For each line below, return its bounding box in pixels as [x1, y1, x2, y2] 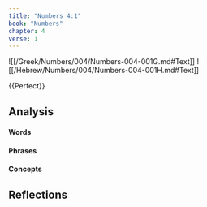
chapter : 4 [8, 27, 45, 35]
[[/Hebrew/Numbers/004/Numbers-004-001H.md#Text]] [8, 66, 200, 75]
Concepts [8, 164, 42, 175]
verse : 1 [8, 34, 38, 43]
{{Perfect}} [8, 81, 45, 91]
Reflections [8, 188, 68, 201]
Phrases [8, 145, 37, 155]
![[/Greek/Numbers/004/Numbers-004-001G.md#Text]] [8, 57, 196, 67]
